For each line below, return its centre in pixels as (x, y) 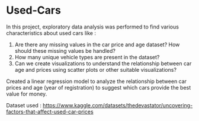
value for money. (27, 94)
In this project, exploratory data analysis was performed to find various (93, 27)
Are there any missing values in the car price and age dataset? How (97, 44)
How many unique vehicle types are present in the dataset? (87, 57)
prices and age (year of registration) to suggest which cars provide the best (99, 87)
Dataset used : (24, 105)
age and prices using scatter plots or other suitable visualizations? (95, 69)
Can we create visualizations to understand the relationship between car (103, 63)
